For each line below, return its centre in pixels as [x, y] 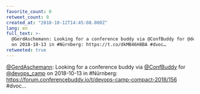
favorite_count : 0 [29, 12]
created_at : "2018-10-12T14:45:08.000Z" [57, 22]
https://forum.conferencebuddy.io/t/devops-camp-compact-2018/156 [92, 79]
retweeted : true [26, 50]
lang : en [17, 28]
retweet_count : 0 [28, 17]
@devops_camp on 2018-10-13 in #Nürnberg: [62, 73]
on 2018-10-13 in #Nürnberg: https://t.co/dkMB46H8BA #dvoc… [89, 45]
